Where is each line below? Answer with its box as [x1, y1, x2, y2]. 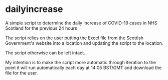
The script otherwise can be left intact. [5, 50, 85, 56]
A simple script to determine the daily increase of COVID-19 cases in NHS [5, 20, 157, 26]
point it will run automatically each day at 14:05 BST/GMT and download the [5, 65, 162, 71]
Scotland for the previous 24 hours [5, 25, 77, 31]
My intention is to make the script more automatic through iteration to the [5, 59, 156, 65]
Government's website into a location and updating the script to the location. [5, 40, 163, 46]
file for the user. [5, 70, 38, 76]
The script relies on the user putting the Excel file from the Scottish [5, 35, 144, 41]
